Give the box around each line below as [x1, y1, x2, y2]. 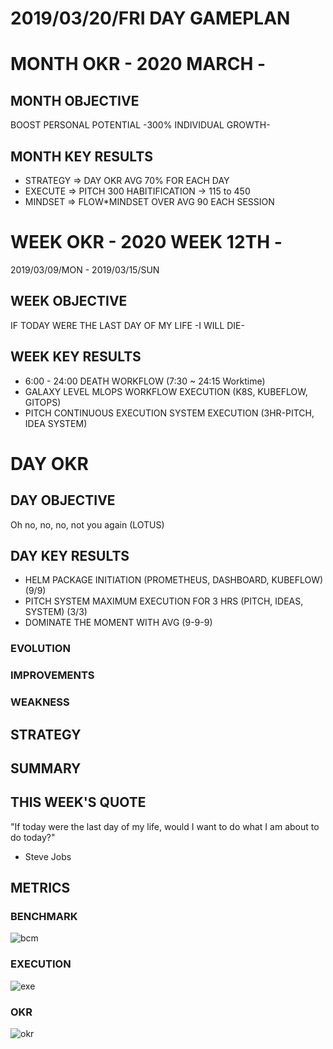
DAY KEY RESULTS [10, 547, 130, 564]
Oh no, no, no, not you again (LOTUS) [10, 518, 165, 531]
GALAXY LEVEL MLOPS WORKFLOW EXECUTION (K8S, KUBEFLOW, [24, 385, 308, 397]
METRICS [10, 880, 71, 897]
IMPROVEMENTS [10, 668, 95, 682]
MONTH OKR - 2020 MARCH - [10, 53, 267, 76]
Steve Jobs [24, 850, 72, 862]
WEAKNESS [10, 695, 70, 709]
